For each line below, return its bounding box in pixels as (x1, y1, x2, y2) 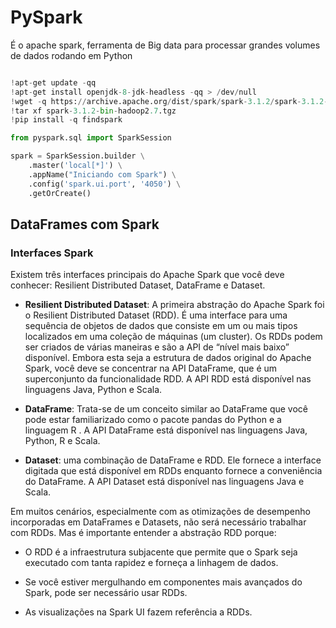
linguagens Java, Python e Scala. (24, 384, 163, 396)
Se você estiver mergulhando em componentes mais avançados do (24, 576, 303, 588)
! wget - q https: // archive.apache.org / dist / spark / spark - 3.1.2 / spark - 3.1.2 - (10, 96, 329, 106)
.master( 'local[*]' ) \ (28, 161, 123, 171)
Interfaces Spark (10, 246, 94, 260)
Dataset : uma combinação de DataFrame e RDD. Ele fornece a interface (24, 454, 322, 466)
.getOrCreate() (28, 188, 92, 198)
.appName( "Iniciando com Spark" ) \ (28, 169, 177, 180)
